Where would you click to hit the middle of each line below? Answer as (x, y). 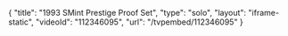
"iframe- (264, 13)
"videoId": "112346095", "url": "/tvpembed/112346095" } (140, 22)
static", (21, 22)
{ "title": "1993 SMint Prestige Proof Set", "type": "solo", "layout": (128, 13)
